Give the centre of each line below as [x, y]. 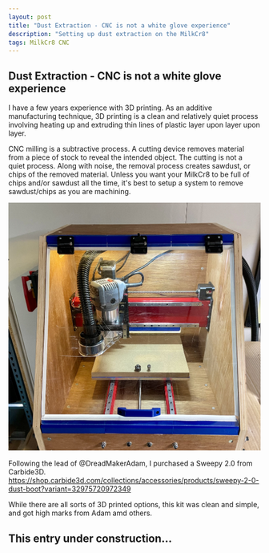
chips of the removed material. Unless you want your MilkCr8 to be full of [129, 175]
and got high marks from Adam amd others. [80, 513]
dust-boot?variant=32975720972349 [70, 489]
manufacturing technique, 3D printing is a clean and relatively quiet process [133, 116]
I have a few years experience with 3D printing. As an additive [110, 108]
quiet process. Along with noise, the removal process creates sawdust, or [129, 166]
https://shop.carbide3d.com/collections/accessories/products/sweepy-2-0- [134, 481]
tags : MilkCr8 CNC [39, 43]
